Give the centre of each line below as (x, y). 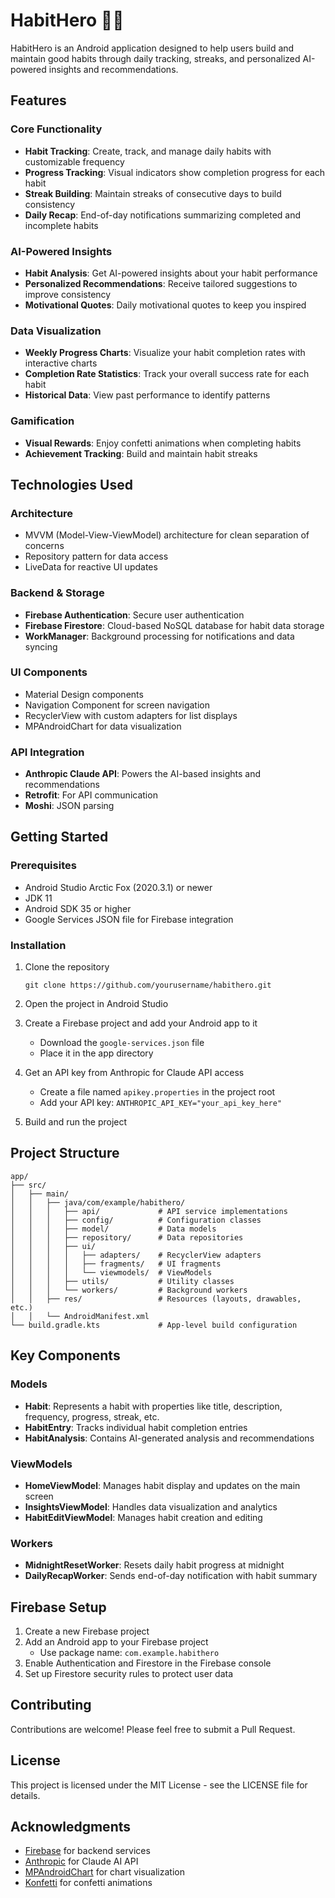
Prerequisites (43, 866)
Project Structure (65, 1153)
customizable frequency (74, 161)
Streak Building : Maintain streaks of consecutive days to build (153, 193)
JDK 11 (38, 898)
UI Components (49, 672)
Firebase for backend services (87, 1851)
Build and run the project (76, 1122)
